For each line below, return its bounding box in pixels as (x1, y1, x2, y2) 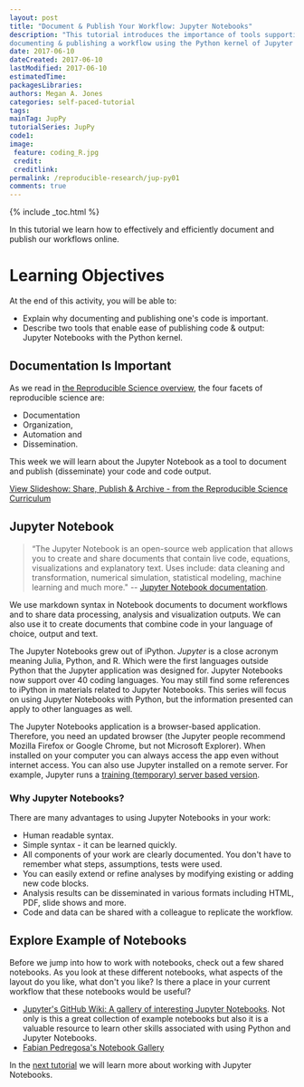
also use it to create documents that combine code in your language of (9, 618, 273, 630)
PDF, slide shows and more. (22, 897, 127, 908)
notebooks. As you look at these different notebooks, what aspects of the (9, 967, 283, 977)
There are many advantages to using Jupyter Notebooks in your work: (9, 812, 271, 822)
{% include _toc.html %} (9, 207, 100, 217)
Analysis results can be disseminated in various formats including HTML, (22, 887, 294, 898)
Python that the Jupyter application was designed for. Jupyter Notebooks (9, 665, 283, 676)
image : (9, 139, 34, 149)
